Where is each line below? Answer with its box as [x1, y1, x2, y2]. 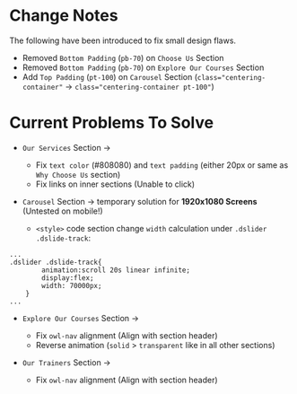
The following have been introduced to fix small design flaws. [9, 35, 236, 46]
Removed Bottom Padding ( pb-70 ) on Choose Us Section [22, 52, 224, 63]
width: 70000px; [41, 281, 102, 290]
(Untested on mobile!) [22, 206, 103, 216]
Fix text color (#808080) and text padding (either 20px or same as [35, 159, 289, 171]
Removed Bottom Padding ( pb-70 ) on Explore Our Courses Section [22, 62, 265, 73]
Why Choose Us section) [35, 169, 121, 179]
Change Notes [9, 5, 118, 26]
